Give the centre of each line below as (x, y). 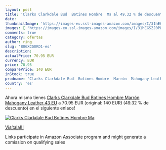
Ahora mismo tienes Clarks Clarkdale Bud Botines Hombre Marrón (72, 98)
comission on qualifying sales (35, 142)
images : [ (15, 28)
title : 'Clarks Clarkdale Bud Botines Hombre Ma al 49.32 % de (74, 14)
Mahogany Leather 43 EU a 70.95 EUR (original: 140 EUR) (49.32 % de (77, 102)
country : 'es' (20, 83)
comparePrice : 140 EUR (28, 70)
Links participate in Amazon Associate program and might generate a (76, 137)
